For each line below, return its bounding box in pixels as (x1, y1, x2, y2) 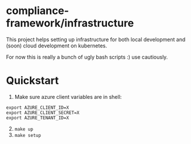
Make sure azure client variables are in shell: (14, 93, 122, 100)
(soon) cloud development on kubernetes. (6, 42, 107, 49)
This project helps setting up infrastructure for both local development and (6, 36, 186, 43)
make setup (14, 132, 41, 138)
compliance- (6, 4, 69, 18)
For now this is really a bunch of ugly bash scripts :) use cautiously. (6, 53, 168, 60)
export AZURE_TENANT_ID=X (6, 115, 69, 121)
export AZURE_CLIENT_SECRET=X (6, 109, 80, 115)
